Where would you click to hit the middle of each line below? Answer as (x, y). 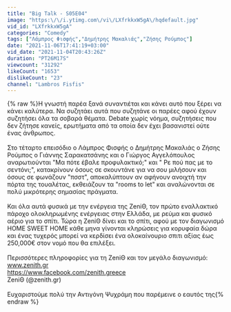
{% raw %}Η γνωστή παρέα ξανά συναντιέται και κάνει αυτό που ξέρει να (114, 104)
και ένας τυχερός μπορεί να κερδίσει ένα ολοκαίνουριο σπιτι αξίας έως (110, 236)
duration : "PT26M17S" (38, 59)
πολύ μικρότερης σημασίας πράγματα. (63, 192)
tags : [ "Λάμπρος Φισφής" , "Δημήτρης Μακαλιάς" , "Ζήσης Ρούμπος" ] (100, 39)
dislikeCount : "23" (35, 78)
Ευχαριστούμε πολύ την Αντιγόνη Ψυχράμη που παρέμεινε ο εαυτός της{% (115, 295)
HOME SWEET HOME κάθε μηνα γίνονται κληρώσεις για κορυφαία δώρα (112, 228)
